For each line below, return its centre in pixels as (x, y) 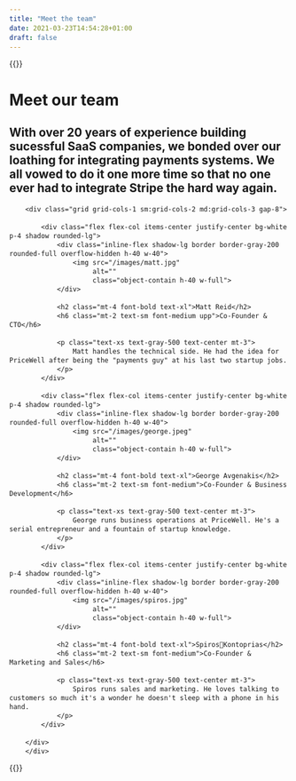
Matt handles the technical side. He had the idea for (175, 352)
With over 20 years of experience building (128, 132)
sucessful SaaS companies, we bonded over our (145, 146)
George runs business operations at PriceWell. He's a (175, 521)
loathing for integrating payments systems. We (142, 160)
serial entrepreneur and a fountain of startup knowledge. (121, 530)
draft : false (33, 37)
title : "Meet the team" (53, 19)
